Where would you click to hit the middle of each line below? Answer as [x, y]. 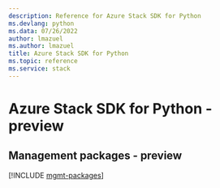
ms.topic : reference [43, 62]
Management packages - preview [95, 156]
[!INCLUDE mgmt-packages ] [56, 175]
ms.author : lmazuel [41, 46]
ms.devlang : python [41, 23]
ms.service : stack [39, 69]
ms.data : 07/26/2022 [43, 31]
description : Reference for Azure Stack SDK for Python [105, 16]
